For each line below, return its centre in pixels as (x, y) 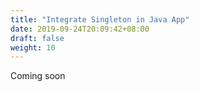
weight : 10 (33, 47)
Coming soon (38, 76)
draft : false (37, 38)
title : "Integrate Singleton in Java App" (100, 19)
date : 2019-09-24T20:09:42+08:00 (80, 29)
